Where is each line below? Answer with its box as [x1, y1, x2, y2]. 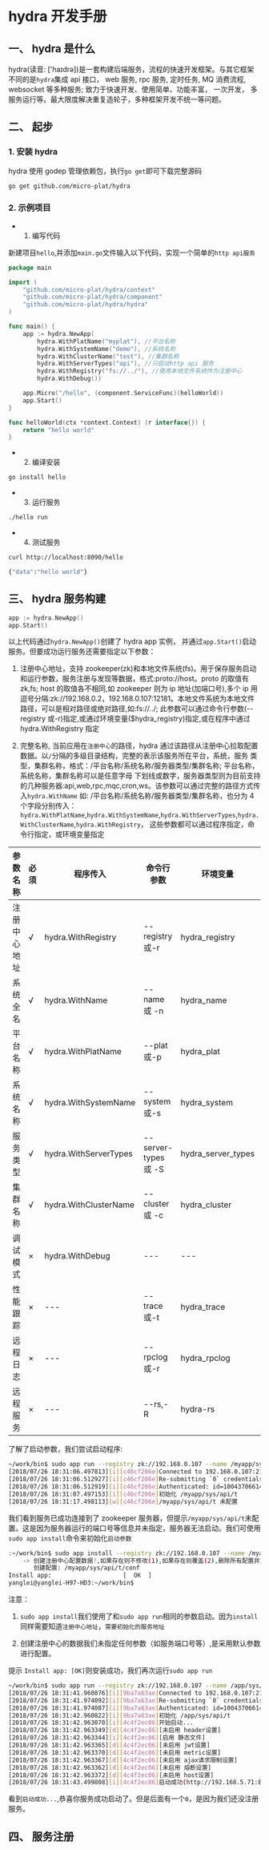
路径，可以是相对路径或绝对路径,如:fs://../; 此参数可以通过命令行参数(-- [19, 704, 254, 713]
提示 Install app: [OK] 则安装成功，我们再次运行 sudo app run [8, 1666, 213, 1675]
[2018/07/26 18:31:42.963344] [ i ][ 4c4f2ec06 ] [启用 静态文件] [8, 1734, 206, 1742]
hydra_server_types [180, 1148, 255, 1159]
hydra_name [180, 995, 227, 1006]
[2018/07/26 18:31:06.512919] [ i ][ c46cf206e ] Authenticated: [8, 1483, 210, 1491]
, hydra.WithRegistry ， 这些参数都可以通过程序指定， [74, 819, 248, 830]
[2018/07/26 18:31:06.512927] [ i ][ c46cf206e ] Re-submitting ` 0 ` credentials [8, 1476, 263, 1484]
